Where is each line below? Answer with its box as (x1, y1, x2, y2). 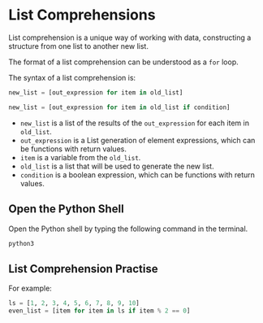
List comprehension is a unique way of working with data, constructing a (8, 33, 252, 42)
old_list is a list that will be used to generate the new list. (19, 161, 214, 171)
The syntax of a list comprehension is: (8, 72, 136, 82)
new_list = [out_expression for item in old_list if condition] (8, 103, 231, 111)
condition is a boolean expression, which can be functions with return (19, 169, 256, 180)
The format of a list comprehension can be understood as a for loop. (8, 57, 239, 67)
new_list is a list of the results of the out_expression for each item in (19, 118, 250, 128)
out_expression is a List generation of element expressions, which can (19, 135, 256, 145)
